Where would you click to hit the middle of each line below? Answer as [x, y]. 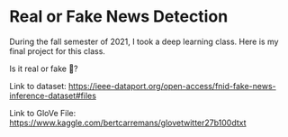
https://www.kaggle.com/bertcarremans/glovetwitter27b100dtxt [128, 123]
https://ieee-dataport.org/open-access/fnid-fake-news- [172, 86]
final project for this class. [58, 50]
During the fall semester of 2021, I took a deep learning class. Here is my [144, 41]
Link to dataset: [38, 86]
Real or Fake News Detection [119, 17]
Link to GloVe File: [43, 113]
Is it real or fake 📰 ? [44, 68]
